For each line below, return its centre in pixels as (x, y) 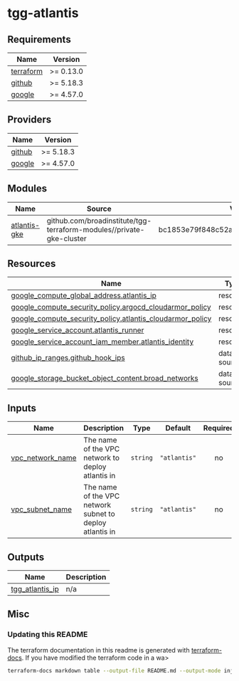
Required (219, 428)
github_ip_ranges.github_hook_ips (68, 358)
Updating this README (48, 635)
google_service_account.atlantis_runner (78, 330)
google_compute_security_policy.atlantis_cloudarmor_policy (111, 319)
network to (101, 458)
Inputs (22, 408)
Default (178, 428)
